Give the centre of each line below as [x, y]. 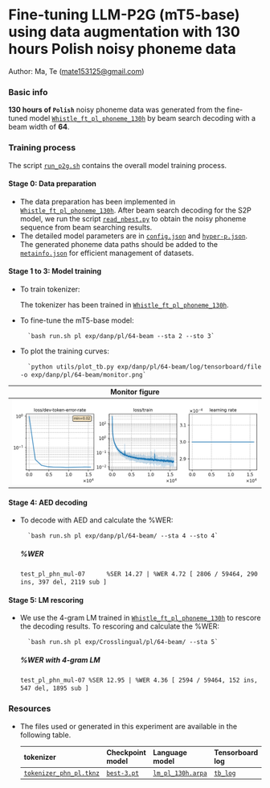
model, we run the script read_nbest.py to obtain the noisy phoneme [133, 218]
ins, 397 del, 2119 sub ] [63, 582]
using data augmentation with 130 [125, 32]
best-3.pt [123, 774]
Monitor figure [135, 392]
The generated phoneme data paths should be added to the [119, 244]
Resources [30, 708]
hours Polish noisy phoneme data [122, 49]
